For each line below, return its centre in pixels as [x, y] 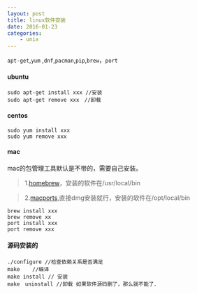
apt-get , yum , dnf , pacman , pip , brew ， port [63, 61]
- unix [29, 40]
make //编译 [28, 269]
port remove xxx [31, 229]
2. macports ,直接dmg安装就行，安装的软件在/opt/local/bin [107, 198]
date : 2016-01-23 [32, 26]
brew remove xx [29, 217]
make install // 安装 [38, 277]
